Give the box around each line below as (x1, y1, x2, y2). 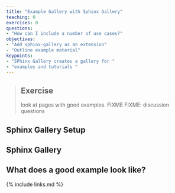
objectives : (6, 36, 35, 42)
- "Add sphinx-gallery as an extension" (6, 42, 108, 48)
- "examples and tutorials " (6, 63, 78, 70)
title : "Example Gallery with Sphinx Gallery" (6, 8, 123, 15)
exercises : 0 (6, 20, 38, 25)
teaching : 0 (6, 14, 35, 20)
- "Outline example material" (6, 47, 81, 53)
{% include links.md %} (6, 181, 64, 188)
